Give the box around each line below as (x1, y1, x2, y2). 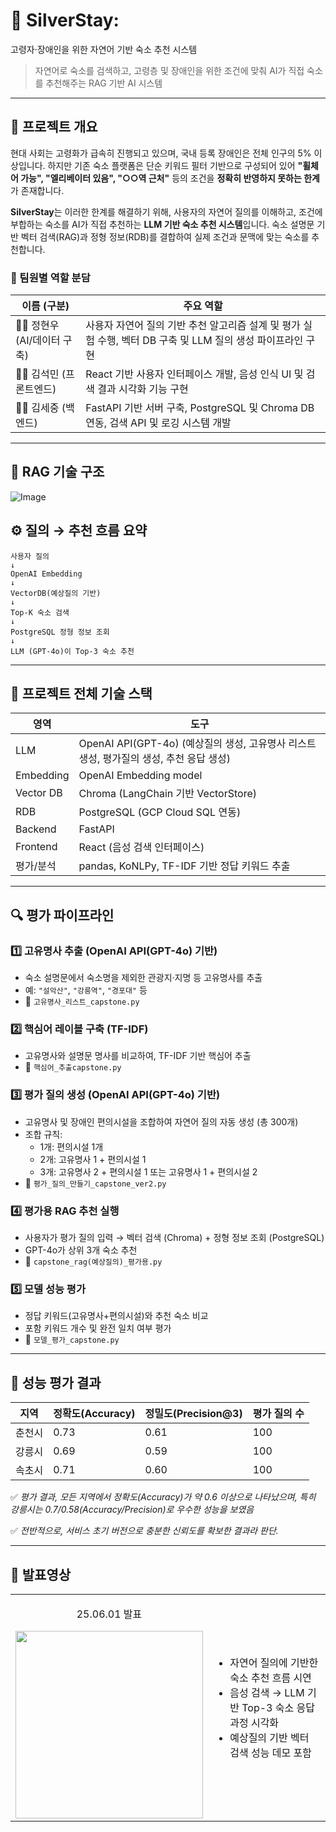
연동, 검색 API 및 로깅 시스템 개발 (85, 416, 232, 430)
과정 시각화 (229, 1715, 280, 1729)
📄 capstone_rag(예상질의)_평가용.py (24, 1255, 163, 1268)
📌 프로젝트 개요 (10, 119, 98, 136)
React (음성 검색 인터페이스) (78, 840, 205, 854)
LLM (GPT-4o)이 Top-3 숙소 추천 (10, 646, 135, 656)
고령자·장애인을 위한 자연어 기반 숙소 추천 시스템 (10, 43, 198, 55)
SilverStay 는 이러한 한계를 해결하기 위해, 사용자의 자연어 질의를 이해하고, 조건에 (10, 205, 323, 218)
